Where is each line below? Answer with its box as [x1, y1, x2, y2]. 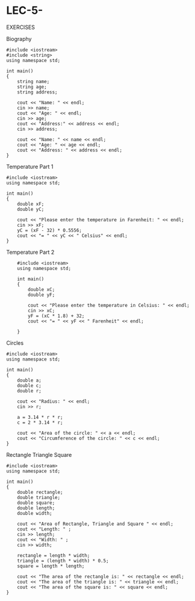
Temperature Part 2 [6, 248, 55, 256]
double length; [17, 505, 55, 511]
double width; [17, 510, 52, 516]
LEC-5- [6, 4, 43, 17]
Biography [6, 35, 32, 42]
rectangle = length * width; [17, 552, 90, 558]
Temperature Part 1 [6, 163, 54, 170]
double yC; [17, 206, 45, 212]
